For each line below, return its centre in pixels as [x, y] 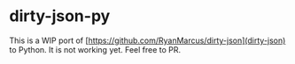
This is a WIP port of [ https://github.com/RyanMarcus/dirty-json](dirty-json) [147, 40]
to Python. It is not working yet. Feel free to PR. [95, 49]
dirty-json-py [60, 16]
